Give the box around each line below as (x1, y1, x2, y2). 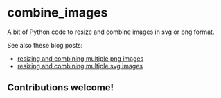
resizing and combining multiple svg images (17, 61, 143, 70)
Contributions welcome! (7, 81, 114, 94)
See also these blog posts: (7, 41, 83, 49)
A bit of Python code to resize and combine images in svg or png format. (7, 28, 215, 36)
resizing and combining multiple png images (17, 54, 144, 63)
